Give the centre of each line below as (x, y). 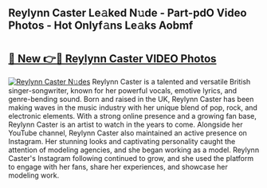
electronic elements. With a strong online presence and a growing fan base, (133, 116)
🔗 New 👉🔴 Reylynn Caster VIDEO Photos (112, 59)
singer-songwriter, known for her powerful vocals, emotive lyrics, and (123, 90)
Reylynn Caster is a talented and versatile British (171, 82)
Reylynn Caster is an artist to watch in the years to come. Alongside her (126, 124)
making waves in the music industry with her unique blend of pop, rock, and (133, 108)
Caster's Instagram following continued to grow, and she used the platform (131, 158)
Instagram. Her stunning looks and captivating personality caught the (122, 141)
